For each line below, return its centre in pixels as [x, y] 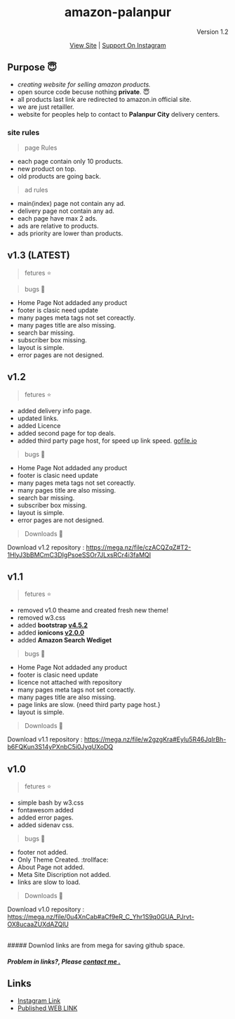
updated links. [38, 418]
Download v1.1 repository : [45, 739]
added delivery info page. [55, 410]
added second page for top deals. [66, 433]
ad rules [36, 190]
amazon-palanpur [118, 12]
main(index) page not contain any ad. [71, 204]
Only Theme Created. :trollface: [63, 860]
